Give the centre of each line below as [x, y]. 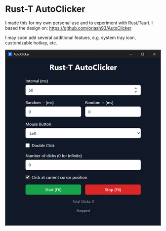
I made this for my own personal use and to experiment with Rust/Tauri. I [79, 23]
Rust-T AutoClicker [45, 9]
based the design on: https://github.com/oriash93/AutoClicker [68, 28]
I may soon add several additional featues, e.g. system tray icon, [71, 38]
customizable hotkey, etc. [31, 42]
